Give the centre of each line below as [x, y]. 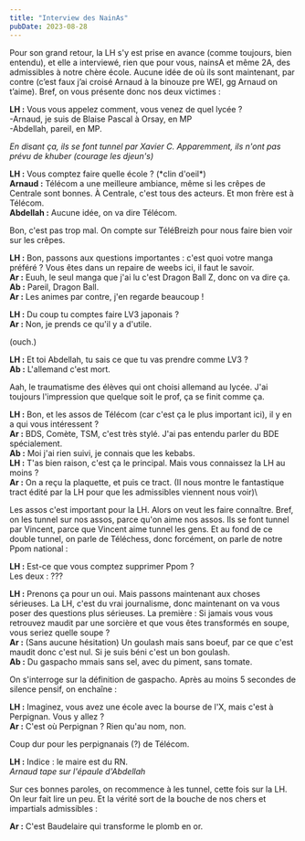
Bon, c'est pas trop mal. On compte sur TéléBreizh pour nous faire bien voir [151, 230]
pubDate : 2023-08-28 [49, 27]
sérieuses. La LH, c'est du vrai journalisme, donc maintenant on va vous [145, 603]
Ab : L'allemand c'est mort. [60, 369]
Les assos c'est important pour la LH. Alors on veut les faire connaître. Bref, [152, 509]
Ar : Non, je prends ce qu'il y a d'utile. [81, 324]
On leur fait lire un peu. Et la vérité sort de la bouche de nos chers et [138, 798]
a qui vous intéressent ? [54, 424]
